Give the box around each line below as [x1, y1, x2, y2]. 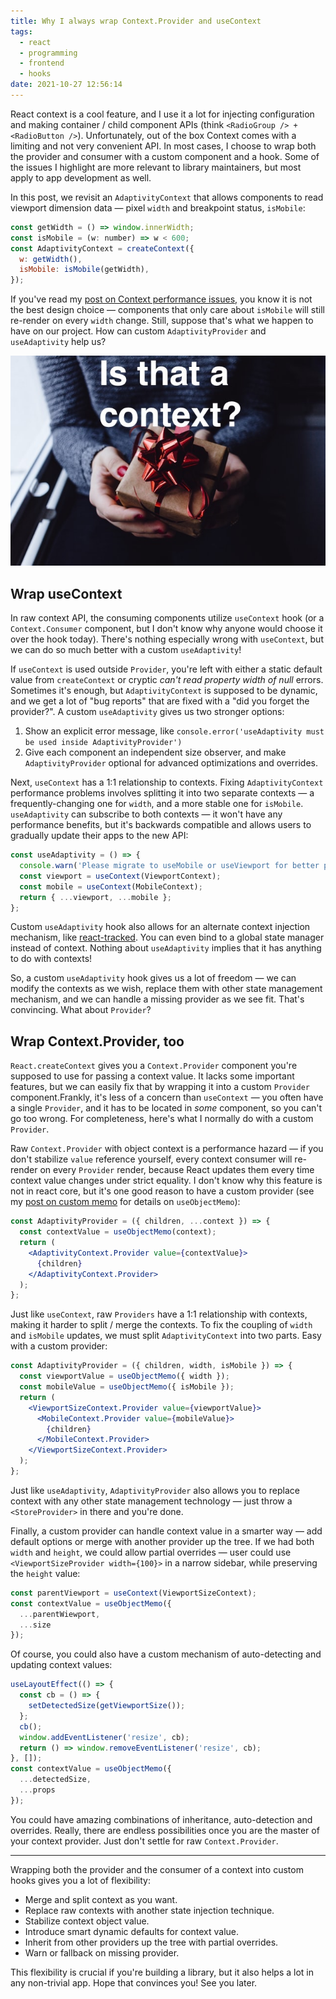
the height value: [10, 1567, 81, 1579]
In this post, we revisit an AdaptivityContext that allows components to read [10, 191, 324, 203]
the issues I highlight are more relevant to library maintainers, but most [10, 161, 302, 173]
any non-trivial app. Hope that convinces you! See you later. [10, 1976, 258, 1989]
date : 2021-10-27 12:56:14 [10, 80, 123, 90]
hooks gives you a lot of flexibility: [10, 1874, 151, 1886]
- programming [19, 48, 78, 58]
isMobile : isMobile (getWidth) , [19, 265, 150, 275]
